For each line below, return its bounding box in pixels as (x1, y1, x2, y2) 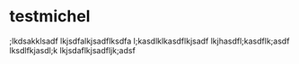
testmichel (9, 6, 91, 27)
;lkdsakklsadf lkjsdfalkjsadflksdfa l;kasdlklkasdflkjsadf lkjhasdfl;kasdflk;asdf (9, 36, 290, 46)
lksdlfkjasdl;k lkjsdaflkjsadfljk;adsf (9, 44, 136, 55)
